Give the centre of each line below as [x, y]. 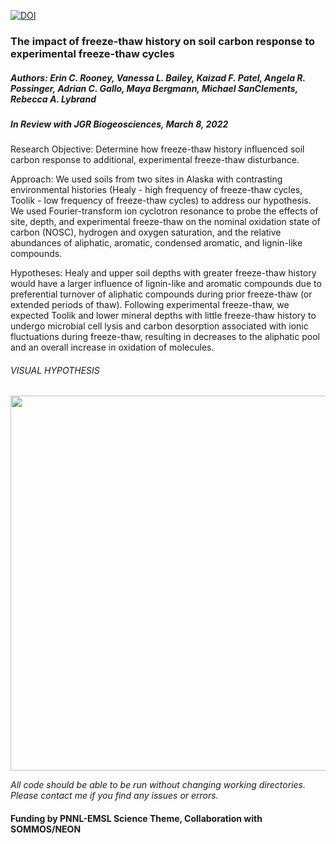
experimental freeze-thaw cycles [92, 53]
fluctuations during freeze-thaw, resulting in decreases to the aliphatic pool [165, 337]
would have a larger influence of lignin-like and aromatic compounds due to [166, 284]
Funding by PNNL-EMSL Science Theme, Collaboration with [136, 819]
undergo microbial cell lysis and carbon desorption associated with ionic [159, 326]
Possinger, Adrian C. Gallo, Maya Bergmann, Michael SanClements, [154, 88]
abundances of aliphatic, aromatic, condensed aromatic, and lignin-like [156, 243]
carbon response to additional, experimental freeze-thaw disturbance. [155, 160]
